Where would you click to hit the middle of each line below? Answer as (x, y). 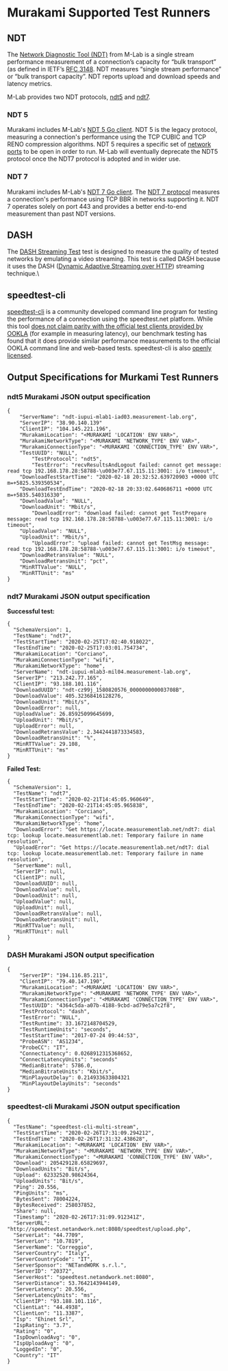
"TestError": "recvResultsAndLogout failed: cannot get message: (127, 465)
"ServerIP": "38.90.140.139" (61, 423)
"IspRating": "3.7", (42, 1325)
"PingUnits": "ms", (41, 1193)
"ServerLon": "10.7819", (49, 1241)
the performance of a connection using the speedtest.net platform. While (110, 319)
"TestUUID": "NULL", (49, 453)
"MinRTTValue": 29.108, (47, 744)
